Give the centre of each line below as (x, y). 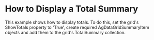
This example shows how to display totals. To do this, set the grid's (72, 22)
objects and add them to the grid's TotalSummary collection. (65, 32)
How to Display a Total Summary (72, 9)
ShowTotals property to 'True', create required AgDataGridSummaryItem (77, 27)
